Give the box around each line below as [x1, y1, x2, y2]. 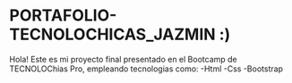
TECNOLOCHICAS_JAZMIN [9, 24, 217, 45]
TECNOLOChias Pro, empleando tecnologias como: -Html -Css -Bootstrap [9, 63, 284, 74]
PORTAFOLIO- [9, 5, 117, 26]
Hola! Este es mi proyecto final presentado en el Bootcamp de [9, 54, 237, 64]
